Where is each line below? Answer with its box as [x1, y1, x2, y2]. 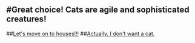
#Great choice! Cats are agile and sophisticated [6, 5, 190, 15]
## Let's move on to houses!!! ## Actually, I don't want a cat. [6, 30, 155, 37]
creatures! [6, 14, 47, 24]
